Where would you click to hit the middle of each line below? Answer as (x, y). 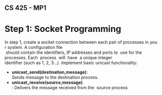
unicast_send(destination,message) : (50, 72)
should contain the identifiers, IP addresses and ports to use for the (74, 52)
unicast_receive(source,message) (47, 82)
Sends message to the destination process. (55, 78)
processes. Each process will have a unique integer (58, 58)
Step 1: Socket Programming (63, 29)
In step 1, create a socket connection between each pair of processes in (77, 42)
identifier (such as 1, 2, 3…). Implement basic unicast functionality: (71, 63)
